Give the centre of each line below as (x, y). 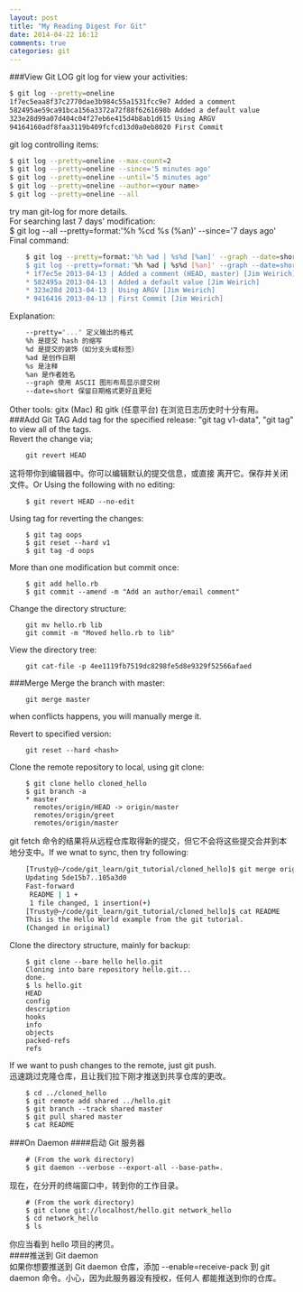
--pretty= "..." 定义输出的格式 (79, 333)
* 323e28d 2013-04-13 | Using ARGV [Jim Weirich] (121, 291)
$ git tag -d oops (60, 551)
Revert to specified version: (60, 734)
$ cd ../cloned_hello (66, 1094)
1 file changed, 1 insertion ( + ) (90, 903)
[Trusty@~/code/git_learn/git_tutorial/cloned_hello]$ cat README (153, 911)
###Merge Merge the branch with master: (87, 683)
